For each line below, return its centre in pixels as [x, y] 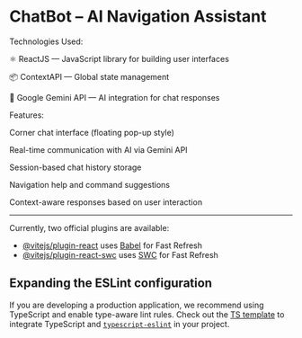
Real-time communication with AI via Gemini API [98, 149]
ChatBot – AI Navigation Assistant [138, 17]
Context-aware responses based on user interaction [106, 202]
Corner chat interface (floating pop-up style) [92, 132]
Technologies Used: [46, 41]
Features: [27, 115]
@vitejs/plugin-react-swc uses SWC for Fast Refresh [120, 254]
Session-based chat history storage [75, 167]
